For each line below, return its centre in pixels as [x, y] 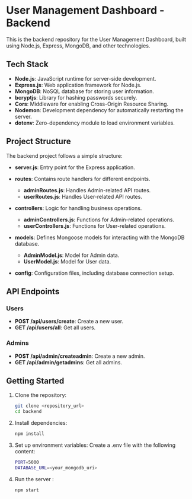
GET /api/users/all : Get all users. [55, 328]
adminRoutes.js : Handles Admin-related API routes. [87, 190]
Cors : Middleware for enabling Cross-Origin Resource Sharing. [92, 104]
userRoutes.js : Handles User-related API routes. [83, 196]
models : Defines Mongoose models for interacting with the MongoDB [100, 237]
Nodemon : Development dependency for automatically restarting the [99, 110]
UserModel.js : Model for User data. [67, 261]
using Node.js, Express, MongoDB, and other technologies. [78, 46]
